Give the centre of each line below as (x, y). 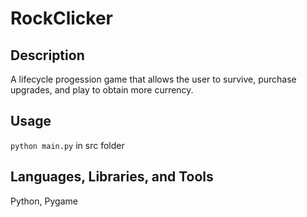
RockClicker (61, 18)
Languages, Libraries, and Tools (112, 177)
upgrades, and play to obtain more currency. (102, 90)
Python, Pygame (44, 201)
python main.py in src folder (67, 145)
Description (47, 55)
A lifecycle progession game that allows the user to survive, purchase (153, 79)
